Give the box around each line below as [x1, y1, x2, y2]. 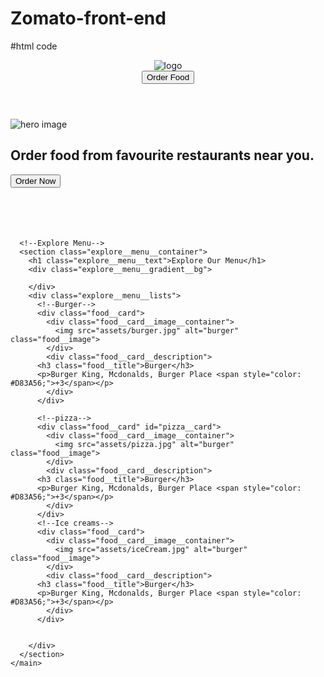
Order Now [15, 175, 57, 186]
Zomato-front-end [10, 7, 167, 30]
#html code [10, 40, 58, 52]
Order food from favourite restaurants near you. [10, 147, 315, 164]
